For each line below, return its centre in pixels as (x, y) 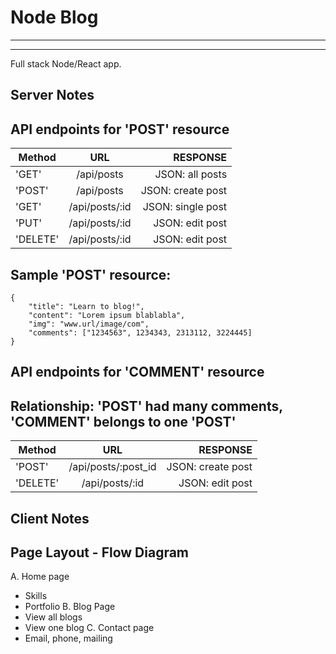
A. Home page (40, 577)
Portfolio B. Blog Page (70, 607)
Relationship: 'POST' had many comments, (146, 406)
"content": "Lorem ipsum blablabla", (107, 315)
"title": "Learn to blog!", (86, 306)
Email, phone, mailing (68, 638)
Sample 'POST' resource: (91, 274)
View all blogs (53, 617)
